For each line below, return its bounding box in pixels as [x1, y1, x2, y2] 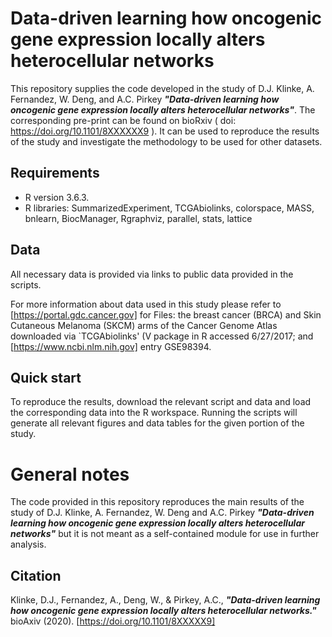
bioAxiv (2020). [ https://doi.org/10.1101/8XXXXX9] [10, 615, 216, 627]
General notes [10, 463, 130, 486]
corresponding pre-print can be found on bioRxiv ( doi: [10, 114, 237, 126]
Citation [10, 567, 62, 584]
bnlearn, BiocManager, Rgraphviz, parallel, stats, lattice [24, 212, 253, 224]
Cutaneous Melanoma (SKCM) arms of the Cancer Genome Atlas [10, 319, 278, 331]
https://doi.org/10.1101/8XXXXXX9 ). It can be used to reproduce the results [10, 125, 320, 137]
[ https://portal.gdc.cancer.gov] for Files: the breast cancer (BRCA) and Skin [10, 308, 322, 321]
